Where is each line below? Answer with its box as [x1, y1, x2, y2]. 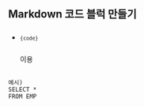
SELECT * [8, 86, 37, 94]
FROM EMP [8, 92, 37, 101]
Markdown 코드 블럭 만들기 [8, 7, 137, 21]
